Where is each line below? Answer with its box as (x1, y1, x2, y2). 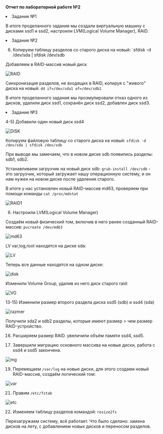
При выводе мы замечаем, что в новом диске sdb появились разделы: (5, 151, 153, 157)
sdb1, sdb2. (5, 156, 29, 162)
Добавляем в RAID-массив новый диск (5, 62, 87, 67)
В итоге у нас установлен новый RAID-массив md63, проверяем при (5, 185, 148, 191)
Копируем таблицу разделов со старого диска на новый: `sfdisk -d (12, 47, 151, 52)
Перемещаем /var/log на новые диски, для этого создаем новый (12, 366, 149, 372)
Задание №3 (12, 109, 38, 115)
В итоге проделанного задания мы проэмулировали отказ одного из (5, 95, 148, 100)
